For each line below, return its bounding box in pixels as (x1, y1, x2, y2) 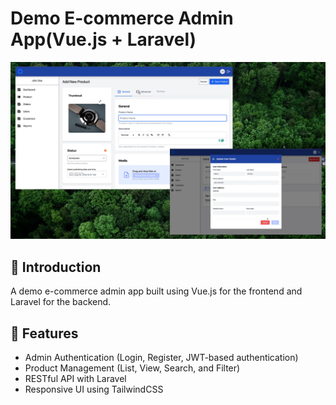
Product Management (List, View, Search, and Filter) (24, 362, 241, 374)
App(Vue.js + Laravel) (10, 28, 197, 51)
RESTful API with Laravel (24, 373, 127, 385)
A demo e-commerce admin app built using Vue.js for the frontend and (10, 285, 303, 297)
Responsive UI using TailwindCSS (24, 383, 164, 396)
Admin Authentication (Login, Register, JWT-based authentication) (24, 352, 299, 364)
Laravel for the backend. (10, 296, 112, 308)
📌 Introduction (10, 258, 102, 276)
